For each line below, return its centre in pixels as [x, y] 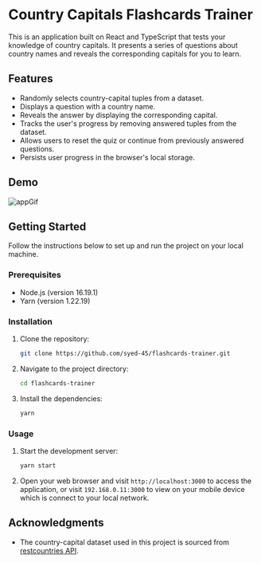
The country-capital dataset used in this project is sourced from [124, 542]
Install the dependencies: [61, 398]
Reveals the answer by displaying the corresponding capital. [119, 115]
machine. [23, 254]
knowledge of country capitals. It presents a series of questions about [123, 45]
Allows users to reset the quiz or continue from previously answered [132, 140]
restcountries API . [49, 550]
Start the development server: [69, 451]
